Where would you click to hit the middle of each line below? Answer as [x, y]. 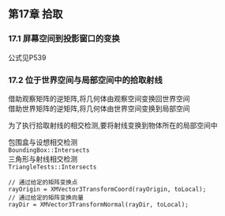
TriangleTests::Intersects [52, 167]
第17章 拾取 [36, 14]
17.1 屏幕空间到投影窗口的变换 [64, 39]
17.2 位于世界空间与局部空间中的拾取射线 [86, 80]
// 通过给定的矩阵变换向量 [46, 197]
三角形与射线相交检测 [43, 159]
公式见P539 [27, 57]
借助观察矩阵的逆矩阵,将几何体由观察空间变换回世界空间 [99, 98]
